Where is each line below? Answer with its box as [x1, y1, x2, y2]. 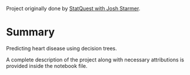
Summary [6, 26, 55, 39]
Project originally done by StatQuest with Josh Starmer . [6, 5, 141, 12]
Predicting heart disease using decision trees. [6, 45, 118, 52]
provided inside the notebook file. [6, 62, 88, 69]
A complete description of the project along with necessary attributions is [6, 56, 184, 63]
